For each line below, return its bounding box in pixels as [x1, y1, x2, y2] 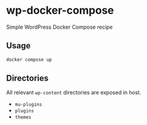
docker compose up [6, 56, 52, 63]
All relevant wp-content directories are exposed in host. [6, 89, 142, 96]
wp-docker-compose [6, 4, 114, 17]
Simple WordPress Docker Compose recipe [6, 23, 113, 31]
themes [14, 114, 32, 120]
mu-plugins [14, 102, 42, 108]
